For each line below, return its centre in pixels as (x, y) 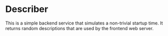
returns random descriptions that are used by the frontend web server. (80, 28)
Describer (27, 9)
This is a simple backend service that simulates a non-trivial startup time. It (84, 23)
